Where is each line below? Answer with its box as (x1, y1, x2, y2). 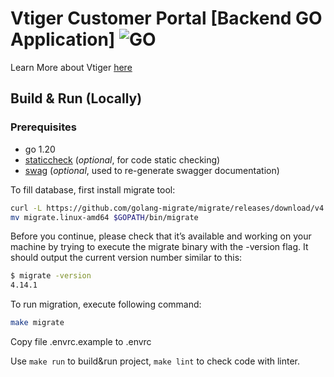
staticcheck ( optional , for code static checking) (24, 153, 221, 166)
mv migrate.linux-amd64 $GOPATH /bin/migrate (10, 212, 199, 222)
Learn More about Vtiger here (10, 61, 133, 73)
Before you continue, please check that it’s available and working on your (10, 230, 312, 242)
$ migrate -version (10, 271, 92, 281)
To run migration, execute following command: (10, 298, 202, 311)
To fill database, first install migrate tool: (10, 183, 176, 196)
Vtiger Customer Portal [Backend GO (10, 7, 323, 30)
